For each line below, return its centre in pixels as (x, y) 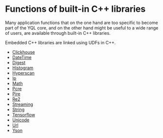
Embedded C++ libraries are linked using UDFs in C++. (60, 42)
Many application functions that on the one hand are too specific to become (81, 23)
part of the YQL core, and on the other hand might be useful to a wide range (82, 28)
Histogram (23, 68)
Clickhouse (23, 52)
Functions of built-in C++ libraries (75, 9)
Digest (19, 62)
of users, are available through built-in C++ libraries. (58, 33)
